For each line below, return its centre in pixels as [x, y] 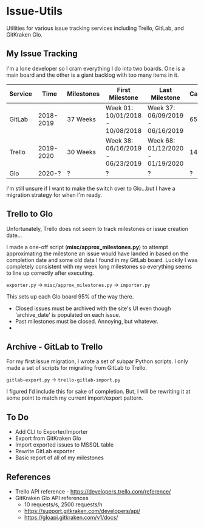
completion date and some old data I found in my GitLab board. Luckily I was [102, 260]
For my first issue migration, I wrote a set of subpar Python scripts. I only [97, 361]
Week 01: [119, 108]
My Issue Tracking [42, 54]
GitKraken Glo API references [52, 498]
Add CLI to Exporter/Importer [51, 432]
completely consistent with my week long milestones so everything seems [99, 266]
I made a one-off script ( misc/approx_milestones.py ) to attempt [87, 247]
